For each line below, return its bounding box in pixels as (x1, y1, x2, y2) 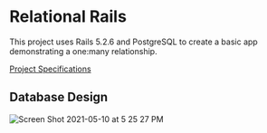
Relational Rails (9, 6, 127, 27)
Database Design (9, 90, 109, 105)
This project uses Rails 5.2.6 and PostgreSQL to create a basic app (9, 36, 258, 47)
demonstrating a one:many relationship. (9, 45, 157, 56)
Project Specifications (9, 63, 92, 74)
